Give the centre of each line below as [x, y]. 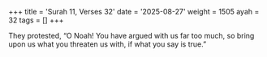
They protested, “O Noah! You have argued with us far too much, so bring [131, 36]
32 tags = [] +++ [36, 20]
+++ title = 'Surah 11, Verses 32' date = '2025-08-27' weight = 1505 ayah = [134, 12]
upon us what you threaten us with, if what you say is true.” [108, 44]
